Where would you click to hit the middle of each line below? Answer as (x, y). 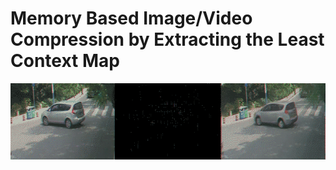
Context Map (65, 61)
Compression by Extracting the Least (167, 39)
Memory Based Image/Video (131, 18)
